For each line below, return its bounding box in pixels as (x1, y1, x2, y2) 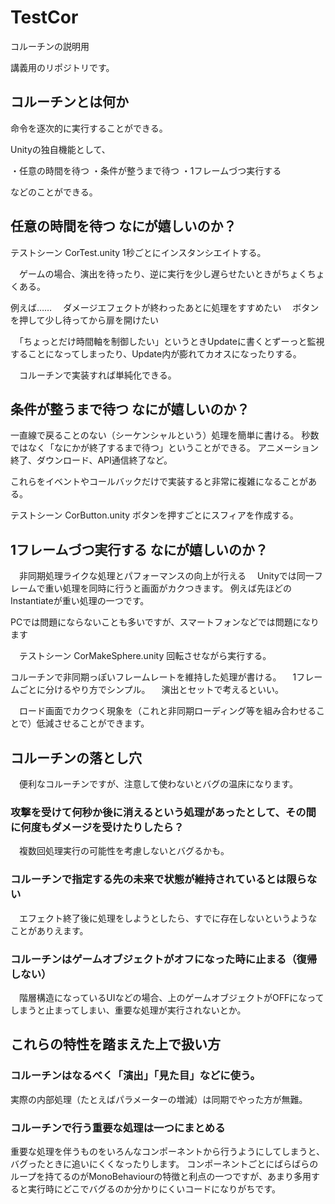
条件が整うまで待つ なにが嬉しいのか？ (10, 401, 250, 418)
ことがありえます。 (10, 924, 89, 936)
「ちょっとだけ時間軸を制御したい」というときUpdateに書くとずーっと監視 (18, 335, 325, 347)
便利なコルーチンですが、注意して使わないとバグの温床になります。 (18, 778, 298, 790)
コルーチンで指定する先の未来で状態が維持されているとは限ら (10, 872, 307, 886)
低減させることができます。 (36, 717, 150, 730)
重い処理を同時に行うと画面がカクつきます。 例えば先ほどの (44, 582, 293, 595)
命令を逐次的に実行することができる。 (10, 122, 168, 134)
